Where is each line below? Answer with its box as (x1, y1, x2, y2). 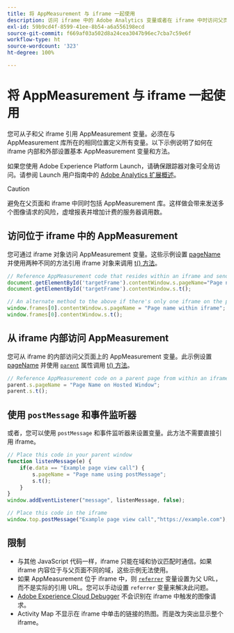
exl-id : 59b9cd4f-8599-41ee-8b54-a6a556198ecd (7, 23, 145, 30)
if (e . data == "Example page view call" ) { (19, 464, 145, 472)
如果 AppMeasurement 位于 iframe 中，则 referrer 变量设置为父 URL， (17, 574, 221, 583)
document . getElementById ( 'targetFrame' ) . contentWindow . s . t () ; (7, 286, 192, 293)
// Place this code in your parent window (7, 451, 132, 458)
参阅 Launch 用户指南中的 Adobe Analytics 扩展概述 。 (25, 170, 180, 179)
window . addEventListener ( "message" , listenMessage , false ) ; (7, 497, 186, 504)
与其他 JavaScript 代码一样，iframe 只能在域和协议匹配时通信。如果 (17, 557, 212, 565)
